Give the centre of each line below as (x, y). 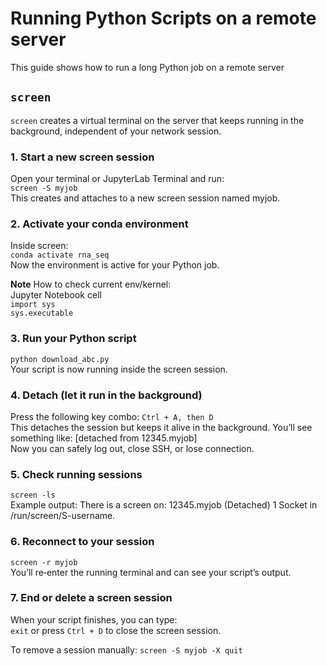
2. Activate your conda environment (99, 224)
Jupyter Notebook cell (56, 295)
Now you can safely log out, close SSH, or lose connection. (132, 448)
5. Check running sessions (76, 474)
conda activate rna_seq (60, 255)
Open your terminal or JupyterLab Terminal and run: (117, 179)
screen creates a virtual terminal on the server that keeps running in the (157, 120)
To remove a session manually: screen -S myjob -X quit (126, 649)
